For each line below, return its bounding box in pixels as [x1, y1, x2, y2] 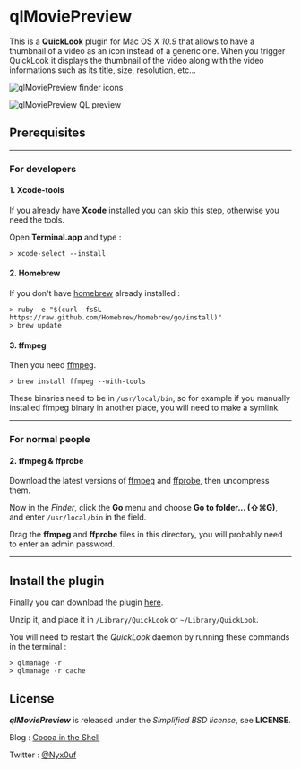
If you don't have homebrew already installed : [9, 288, 181, 299]
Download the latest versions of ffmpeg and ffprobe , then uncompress [9, 476, 270, 486]
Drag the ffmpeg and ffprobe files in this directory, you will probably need [9, 529, 283, 540]
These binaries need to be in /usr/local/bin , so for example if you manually [9, 393, 291, 404]
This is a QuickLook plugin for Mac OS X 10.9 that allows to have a [9, 36, 255, 47]
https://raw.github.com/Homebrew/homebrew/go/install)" [9, 313, 222, 322]
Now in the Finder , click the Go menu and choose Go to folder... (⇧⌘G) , [9, 502, 278, 513]
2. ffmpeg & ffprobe [9, 455, 84, 466]
